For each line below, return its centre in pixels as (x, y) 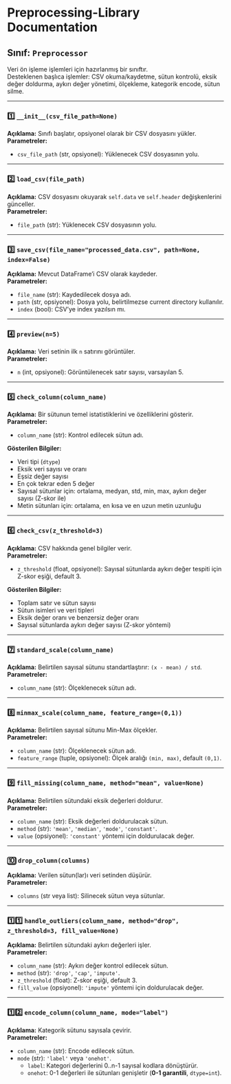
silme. (15, 91)
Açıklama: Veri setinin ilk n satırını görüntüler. (71, 351)
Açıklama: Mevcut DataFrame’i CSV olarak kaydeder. (82, 274)
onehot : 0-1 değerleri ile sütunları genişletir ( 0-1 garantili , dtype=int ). (124, 1072)
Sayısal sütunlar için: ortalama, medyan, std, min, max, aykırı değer (112, 491)
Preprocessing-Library (74, 13)
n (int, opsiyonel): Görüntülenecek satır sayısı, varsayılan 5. (100, 372)
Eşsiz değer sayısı (43, 476)
